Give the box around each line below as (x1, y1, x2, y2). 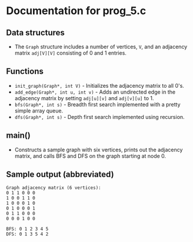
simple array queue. (14, 107, 64, 114)
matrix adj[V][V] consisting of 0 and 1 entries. (14, 49, 127, 57)
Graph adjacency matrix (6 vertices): (6, 185, 101, 191)
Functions (6, 67, 44, 77)
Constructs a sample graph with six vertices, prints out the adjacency (14, 146, 183, 153)
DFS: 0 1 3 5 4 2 (6, 231, 49, 237)
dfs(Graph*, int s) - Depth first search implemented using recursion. (14, 113, 185, 120)
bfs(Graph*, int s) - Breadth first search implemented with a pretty (14, 101, 181, 108)
